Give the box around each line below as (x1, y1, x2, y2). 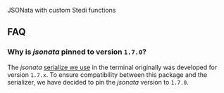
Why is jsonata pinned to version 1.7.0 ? (7, 47, 147, 57)
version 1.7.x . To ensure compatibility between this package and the (7, 70, 208, 79)
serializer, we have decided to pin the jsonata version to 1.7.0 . (7, 78, 189, 86)
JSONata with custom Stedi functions (7, 6, 116, 14)
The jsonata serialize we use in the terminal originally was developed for (7, 63, 218, 71)
